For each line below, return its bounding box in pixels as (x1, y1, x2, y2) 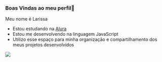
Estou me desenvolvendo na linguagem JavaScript (12, 31, 118, 37)
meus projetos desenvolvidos (12, 42, 74, 48)
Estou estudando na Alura (12, 26, 67, 32)
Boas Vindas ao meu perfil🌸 (5, 5, 75, 12)
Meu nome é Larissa (5, 16, 48, 22)
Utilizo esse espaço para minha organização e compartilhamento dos (12, 36, 157, 42)
